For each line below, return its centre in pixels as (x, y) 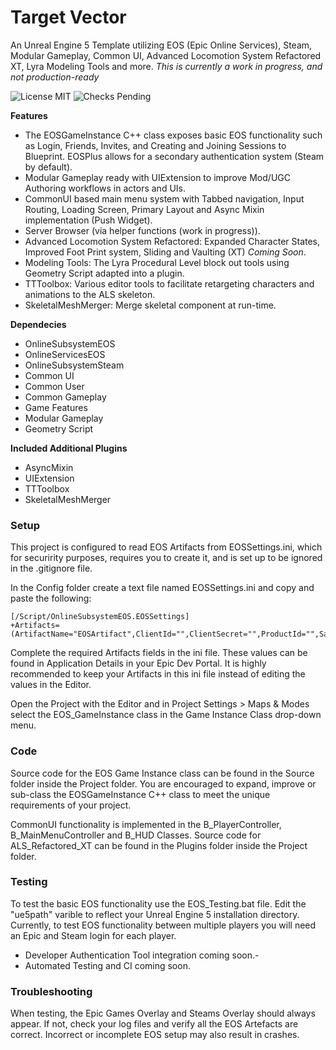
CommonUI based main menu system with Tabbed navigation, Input (164, 198)
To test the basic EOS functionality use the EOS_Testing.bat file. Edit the (158, 903)
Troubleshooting (51, 991)
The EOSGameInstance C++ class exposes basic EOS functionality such (173, 135)
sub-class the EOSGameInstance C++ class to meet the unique (140, 794)
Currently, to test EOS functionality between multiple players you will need (163, 925)
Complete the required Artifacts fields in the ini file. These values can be (159, 653)
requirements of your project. (71, 805)
